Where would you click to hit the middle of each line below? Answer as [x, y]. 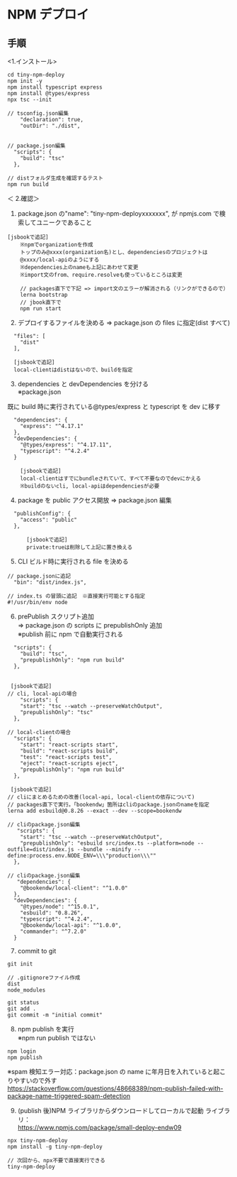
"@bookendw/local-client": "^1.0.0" [74, 888]
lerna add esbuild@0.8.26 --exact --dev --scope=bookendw [94, 811]
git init [20, 964]
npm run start [41, 309]
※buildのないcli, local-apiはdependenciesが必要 [90, 486]
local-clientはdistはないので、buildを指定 [73, 370]
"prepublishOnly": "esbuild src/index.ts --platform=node [107, 843]
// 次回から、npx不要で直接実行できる [57, 1161]
